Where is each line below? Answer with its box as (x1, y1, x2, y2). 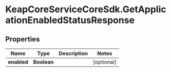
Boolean (33, 59, 54, 65)
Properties (5, 35, 40, 43)
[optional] (92, 59, 117, 65)
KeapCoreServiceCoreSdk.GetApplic (5, 4, 166, 15)
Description (59, 50, 88, 57)
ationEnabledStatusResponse (5, 14, 135, 26)
